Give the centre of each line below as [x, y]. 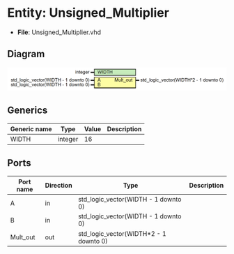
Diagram [26, 54]
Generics [28, 110]
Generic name [31, 129]
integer [68, 139]
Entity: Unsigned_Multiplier [88, 13]
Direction [58, 186]
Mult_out [23, 237]
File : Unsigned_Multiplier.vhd [59, 32]
